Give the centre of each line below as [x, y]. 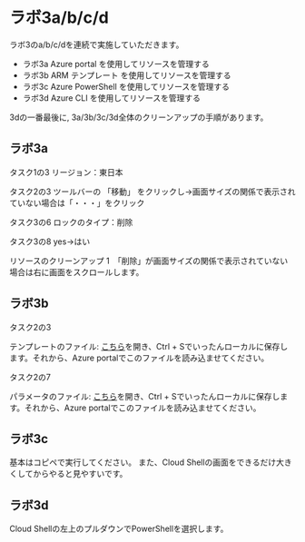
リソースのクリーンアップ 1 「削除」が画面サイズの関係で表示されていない [149, 261]
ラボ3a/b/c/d [59, 18]
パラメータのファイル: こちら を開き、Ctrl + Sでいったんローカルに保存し [145, 396]
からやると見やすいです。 [80, 474]
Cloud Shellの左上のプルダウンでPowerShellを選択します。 [119, 529]
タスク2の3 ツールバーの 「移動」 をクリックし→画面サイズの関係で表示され [152, 192]
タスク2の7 [30, 377]
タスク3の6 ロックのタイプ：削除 [71, 222]
